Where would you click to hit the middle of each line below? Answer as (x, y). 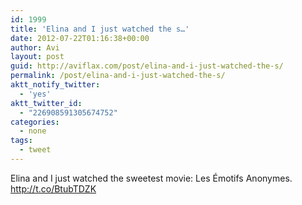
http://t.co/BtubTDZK (53, 188)
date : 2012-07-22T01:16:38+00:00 (80, 38)
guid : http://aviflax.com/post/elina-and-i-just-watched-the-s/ (147, 66)
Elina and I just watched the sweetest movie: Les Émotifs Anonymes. (151, 178)
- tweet (35, 150)
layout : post (37, 57)
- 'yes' (35, 94)
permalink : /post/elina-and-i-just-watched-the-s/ (118, 76)
